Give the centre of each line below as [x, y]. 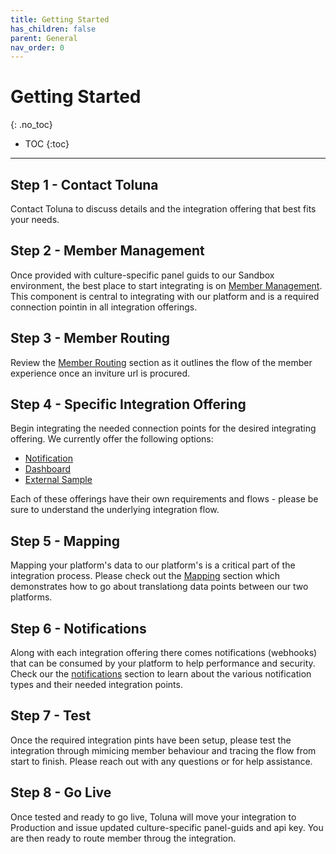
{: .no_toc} [31, 125]
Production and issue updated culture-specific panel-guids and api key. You [167, 827]
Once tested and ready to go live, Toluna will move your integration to [153, 817]
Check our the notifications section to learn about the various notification [161, 674]
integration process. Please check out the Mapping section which [145, 576]
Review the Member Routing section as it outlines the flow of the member [161, 362]
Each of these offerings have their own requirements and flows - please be [164, 499]
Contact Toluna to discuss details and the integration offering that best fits [163, 209]
